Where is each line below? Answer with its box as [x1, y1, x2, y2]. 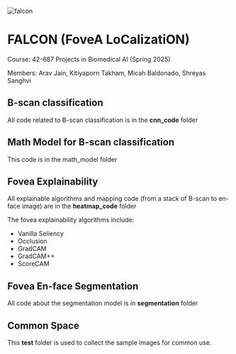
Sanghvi [7, 76, 32, 84]
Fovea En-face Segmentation [7, 280, 139, 292]
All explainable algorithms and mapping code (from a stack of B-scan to [7, 194, 218, 203]
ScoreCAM [17, 260, 50, 268]
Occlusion [17, 237, 47, 245]
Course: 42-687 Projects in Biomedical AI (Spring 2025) [7, 55, 171, 63]
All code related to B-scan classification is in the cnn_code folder [7, 116, 198, 124]
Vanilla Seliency [17, 229, 64, 238]
